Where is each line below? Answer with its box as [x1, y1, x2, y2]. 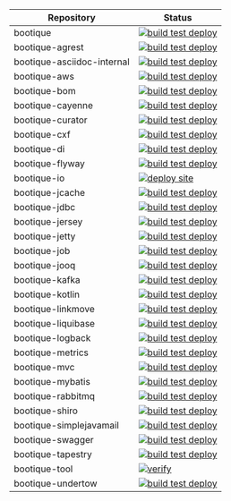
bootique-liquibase [13, 318, 96, 329]
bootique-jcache [13, 187, 86, 199]
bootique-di [13, 143, 65, 155]
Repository [47, 12, 96, 23]
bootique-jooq [13, 259, 76, 271]
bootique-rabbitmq [13, 390, 96, 402]
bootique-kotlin [13, 288, 81, 301]
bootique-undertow [13, 478, 98, 489]
